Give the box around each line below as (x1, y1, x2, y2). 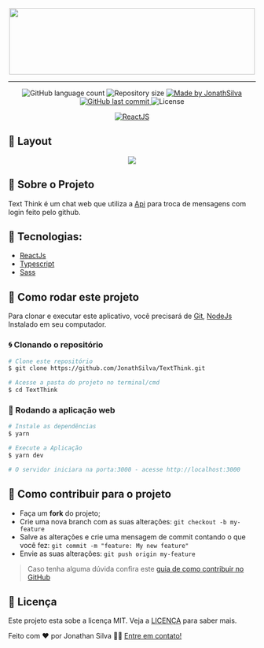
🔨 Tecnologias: (8, 230, 82, 243)
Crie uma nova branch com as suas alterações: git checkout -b (19, 517, 227, 526)
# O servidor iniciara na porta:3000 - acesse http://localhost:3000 (8, 465, 241, 473)
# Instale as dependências (8, 423, 97, 431)
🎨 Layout (8, 135, 53, 148)
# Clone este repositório (8, 357, 93, 365)
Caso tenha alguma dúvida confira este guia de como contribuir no (27, 564, 244, 573)
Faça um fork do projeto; (19, 508, 101, 518)
